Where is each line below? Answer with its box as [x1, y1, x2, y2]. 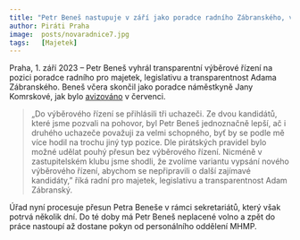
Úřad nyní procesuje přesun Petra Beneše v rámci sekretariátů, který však [9, 202, 281, 213]
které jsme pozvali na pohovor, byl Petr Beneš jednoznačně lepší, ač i [30, 118, 287, 129]
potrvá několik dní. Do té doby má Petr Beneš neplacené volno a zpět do [9, 211, 275, 222]
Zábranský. [30, 184, 73, 195]
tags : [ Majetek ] [9, 38, 78, 47]
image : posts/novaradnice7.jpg [9, 30, 129, 39]
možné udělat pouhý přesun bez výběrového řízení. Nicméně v [30, 147, 262, 158]
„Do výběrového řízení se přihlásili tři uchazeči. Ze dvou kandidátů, [30, 108, 278, 119]
